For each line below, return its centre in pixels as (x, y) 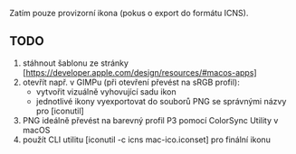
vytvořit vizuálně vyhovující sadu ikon (106, 91)
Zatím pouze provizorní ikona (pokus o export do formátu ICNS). (129, 13)
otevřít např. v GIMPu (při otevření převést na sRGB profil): (131, 82)
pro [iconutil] (60, 111)
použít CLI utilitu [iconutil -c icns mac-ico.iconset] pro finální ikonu (147, 140)
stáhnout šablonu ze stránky (76, 63)
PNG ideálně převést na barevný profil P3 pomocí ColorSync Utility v (150, 120)
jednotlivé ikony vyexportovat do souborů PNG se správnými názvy (161, 101)
